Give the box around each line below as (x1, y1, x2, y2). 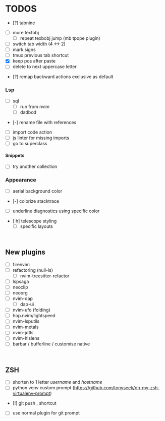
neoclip (12, 284, 28, 290)
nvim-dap (12, 295, 33, 302)
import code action (12, 129, 52, 135)
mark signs (12, 46, 36, 53)
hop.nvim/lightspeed (12, 313, 56, 319)
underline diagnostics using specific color (12, 208, 100, 214)
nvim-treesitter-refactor (20, 273, 70, 279)
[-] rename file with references (12, 119, 77, 125)
